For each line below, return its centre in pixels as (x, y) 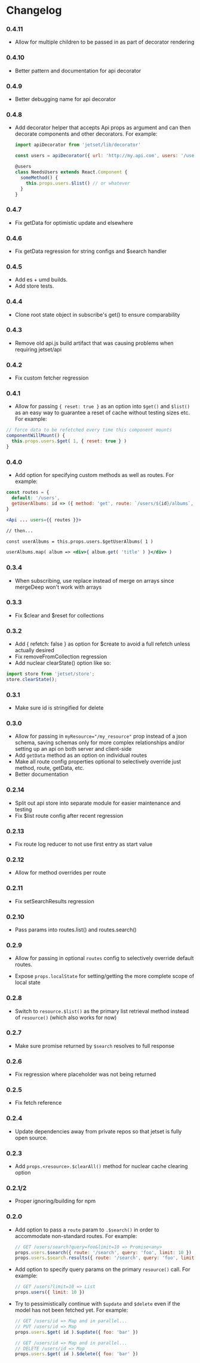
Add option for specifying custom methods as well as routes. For (94, 475)
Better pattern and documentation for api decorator (78, 71)
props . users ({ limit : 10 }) (50, 1292)
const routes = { (28, 493)
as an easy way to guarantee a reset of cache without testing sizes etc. (102, 412)
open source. (31, 1138)
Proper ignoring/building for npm (55, 1201)
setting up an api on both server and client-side (73, 749)
